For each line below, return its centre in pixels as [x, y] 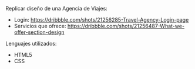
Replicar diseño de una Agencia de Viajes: [57, 8]
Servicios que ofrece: [40, 26]
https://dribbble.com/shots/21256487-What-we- [126, 26]
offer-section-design [39, 32]
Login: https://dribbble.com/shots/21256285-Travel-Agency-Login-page [101, 20]
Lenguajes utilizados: [31, 44]
